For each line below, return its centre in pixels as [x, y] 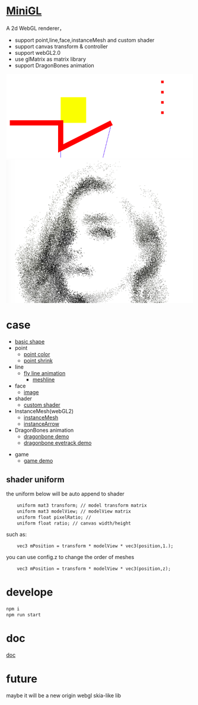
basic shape [30, 342]
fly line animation [44, 373]
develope [30, 592]
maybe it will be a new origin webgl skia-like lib [64, 695]
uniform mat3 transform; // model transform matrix [82, 505]
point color [37, 354]
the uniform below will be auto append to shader [65, 494]
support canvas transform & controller [61, 46]
